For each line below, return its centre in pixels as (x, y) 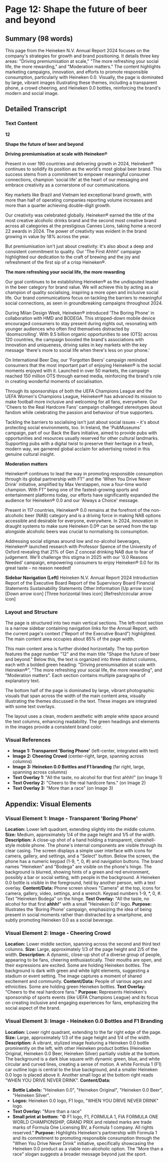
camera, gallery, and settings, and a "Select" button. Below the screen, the (82, 856)
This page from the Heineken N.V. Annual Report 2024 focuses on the (77, 51)
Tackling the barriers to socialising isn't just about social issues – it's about (82, 422)
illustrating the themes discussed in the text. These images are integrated (81, 701)
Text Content (21, 123)
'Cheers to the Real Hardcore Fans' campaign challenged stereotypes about (84, 407)
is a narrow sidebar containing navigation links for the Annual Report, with (81, 628)
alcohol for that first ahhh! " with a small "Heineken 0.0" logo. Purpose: (78, 904)
